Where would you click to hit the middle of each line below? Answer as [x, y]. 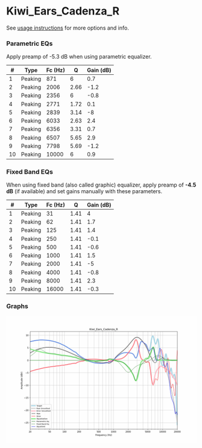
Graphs [17, 306]
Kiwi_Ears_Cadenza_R [63, 11]
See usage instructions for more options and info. [68, 28]
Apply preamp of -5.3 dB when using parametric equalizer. [79, 57]
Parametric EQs [30, 43]
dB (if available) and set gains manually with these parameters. [84, 191]
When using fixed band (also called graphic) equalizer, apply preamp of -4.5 [101, 185]
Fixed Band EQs [30, 171]
